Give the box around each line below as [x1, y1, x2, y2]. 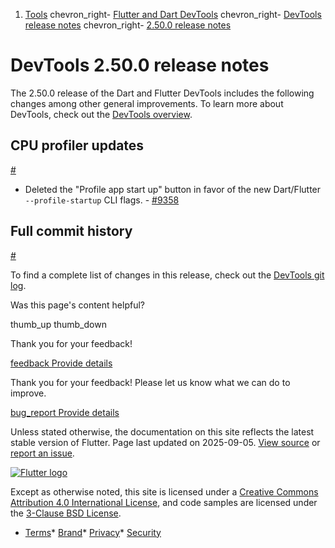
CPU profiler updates [10, 137, 145, 154]
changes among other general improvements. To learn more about [10, 97, 284, 109]
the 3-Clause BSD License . [10, 507, 122, 519]
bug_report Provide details [10, 406, 120, 418]
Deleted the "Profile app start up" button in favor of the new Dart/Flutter [24, 183, 322, 195]
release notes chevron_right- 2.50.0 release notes [24, 19, 232, 31]
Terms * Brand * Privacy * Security [24, 526, 162, 538]
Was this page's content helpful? [10, 299, 145, 311]
